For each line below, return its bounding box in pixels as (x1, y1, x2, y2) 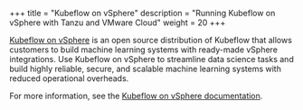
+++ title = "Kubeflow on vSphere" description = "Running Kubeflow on (9, 8, 276, 18)
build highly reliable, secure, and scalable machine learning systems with (9, 63, 282, 74)
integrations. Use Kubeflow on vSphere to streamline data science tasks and (9, 54, 294, 64)
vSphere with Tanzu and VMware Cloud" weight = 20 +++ (9, 17, 226, 28)
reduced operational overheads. (9, 73, 129, 84)
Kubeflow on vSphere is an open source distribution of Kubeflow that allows (9, 35, 292, 45)
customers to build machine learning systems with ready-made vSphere (9, 44, 279, 55)
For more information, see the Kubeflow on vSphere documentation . (9, 90, 263, 101)
